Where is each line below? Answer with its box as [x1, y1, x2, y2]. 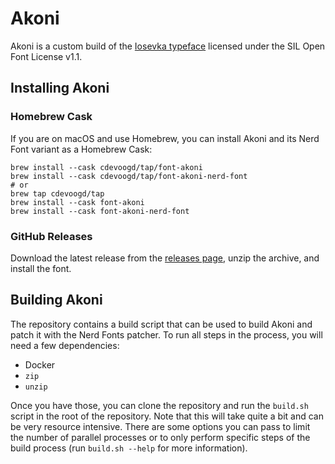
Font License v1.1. [10, 50, 83, 62]
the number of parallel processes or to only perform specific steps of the [10, 431, 311, 443]
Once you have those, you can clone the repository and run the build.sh [10, 399, 309, 411]
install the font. [10, 262, 72, 274]
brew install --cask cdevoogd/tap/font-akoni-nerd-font [10, 171, 248, 181]
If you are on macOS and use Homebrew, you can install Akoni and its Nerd [10, 132, 320, 144]
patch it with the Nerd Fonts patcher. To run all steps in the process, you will [10, 328, 323, 341]
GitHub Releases [10, 229, 93, 243]
